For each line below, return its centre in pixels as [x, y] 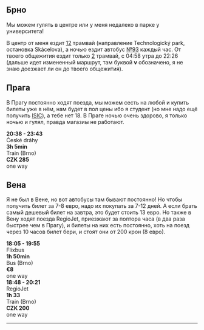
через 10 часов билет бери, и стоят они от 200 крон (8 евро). [86, 232]
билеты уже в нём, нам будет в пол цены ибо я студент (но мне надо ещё [102, 109]
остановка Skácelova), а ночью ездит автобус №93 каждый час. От [93, 49]
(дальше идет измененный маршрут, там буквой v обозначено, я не [95, 62]
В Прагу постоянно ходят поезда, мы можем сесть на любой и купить [98, 102]
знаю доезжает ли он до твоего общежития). [65, 69]
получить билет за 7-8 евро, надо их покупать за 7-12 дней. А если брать [102, 206]
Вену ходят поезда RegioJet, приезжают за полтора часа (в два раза [96, 219]
